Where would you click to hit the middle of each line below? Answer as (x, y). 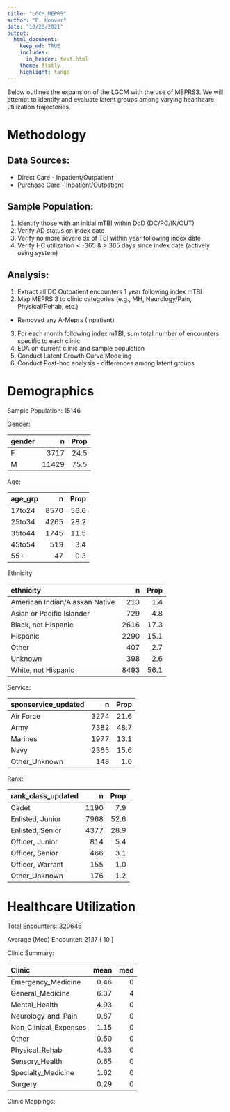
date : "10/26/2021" (35, 26)
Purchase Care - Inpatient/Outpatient (70, 185)
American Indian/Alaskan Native (63, 602)
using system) (38, 253)
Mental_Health (34, 1005)
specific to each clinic (49, 341)
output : (18, 33)
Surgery (24, 1084)
